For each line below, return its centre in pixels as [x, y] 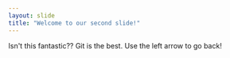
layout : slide [32, 15]
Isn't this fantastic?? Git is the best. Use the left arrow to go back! [115, 45]
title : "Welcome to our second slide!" [74, 23]
